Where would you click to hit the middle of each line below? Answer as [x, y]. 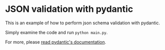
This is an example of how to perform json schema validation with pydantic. [83, 23]
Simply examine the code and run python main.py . [57, 32]
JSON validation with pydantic [69, 9]
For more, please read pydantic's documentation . [56, 42]
